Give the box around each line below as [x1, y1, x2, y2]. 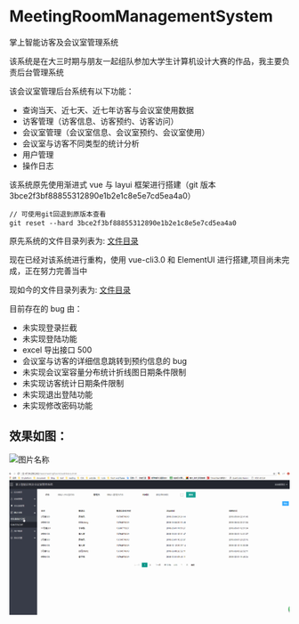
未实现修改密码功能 [21, 400, 93, 410]
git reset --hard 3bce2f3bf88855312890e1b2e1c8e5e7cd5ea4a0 [9, 218, 238, 228]
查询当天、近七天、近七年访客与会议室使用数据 [21, 104, 194, 115]
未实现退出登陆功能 [21, 389, 93, 400]
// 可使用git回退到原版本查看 [9, 209, 107, 219]
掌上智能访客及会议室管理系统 [9, 36, 118, 47]
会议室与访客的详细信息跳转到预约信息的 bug [21, 355, 188, 366]
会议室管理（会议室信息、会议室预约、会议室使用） [21, 126, 210, 137]
